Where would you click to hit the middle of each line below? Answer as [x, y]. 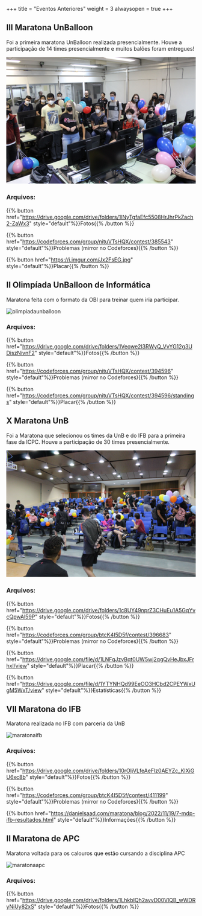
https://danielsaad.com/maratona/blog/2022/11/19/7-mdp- [123, 813]
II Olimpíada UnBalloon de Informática [78, 285]
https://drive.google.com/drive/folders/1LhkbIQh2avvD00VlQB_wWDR [109, 900]
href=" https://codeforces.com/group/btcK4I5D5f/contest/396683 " [89, 635]
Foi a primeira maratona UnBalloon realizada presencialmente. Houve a [94, 42]
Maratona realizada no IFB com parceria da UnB [66, 723]
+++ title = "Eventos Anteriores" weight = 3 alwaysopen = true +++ [90, 9]
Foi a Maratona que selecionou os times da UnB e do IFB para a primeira [96, 435]
